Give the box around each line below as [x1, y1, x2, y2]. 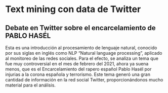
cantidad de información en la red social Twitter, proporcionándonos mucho [5, 77, 163, 82]
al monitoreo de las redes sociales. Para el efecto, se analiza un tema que [5, 55, 158, 61]
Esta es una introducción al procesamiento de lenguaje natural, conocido [5, 45, 157, 51]
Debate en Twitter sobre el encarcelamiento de [5, 24, 156, 32]
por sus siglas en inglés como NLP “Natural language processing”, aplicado [5, 50, 162, 56]
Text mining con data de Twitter [5, 4, 141, 15]
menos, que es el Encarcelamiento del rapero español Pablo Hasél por [5, 66, 152, 72]
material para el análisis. [5, 82, 56, 88]
